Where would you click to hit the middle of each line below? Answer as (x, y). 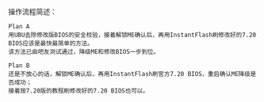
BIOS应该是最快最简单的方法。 (51, 43)
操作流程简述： (33, 11)
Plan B (19, 66)
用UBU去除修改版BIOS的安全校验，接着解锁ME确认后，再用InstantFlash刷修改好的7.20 (132, 35)
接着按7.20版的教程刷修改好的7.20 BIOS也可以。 (78, 91)
